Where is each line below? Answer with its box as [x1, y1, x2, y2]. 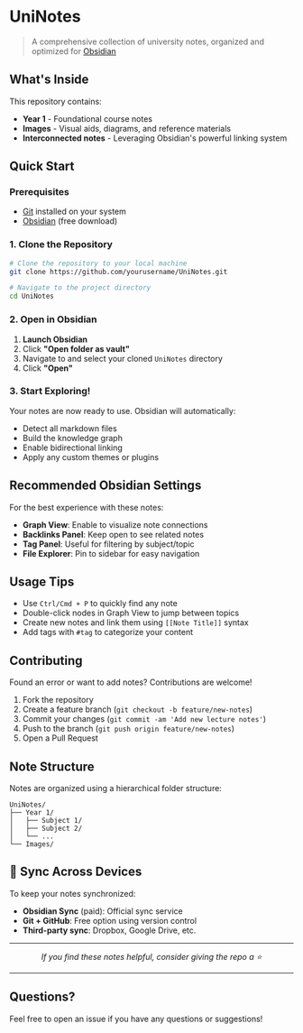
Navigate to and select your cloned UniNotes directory [22, 353, 224, 364]
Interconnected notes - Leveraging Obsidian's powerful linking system [22, 133, 288, 143]
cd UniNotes [9, 291, 54, 301]
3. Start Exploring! [9, 385, 91, 398]
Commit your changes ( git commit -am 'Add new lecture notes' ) [22, 714, 267, 724]
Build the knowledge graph [22, 432, 124, 443]
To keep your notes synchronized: [9, 888, 136, 899]
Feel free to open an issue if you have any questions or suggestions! [9, 1013, 263, 1024]
